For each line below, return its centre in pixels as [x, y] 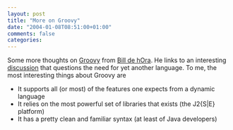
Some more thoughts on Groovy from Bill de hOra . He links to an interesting [117, 60]
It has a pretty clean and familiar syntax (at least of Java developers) [117, 119]
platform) [31, 112]
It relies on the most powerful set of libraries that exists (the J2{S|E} [116, 104]
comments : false [31, 34]
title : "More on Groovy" [44, 20]
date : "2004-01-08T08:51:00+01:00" [60, 27]
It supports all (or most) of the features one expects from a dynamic [116, 89]
